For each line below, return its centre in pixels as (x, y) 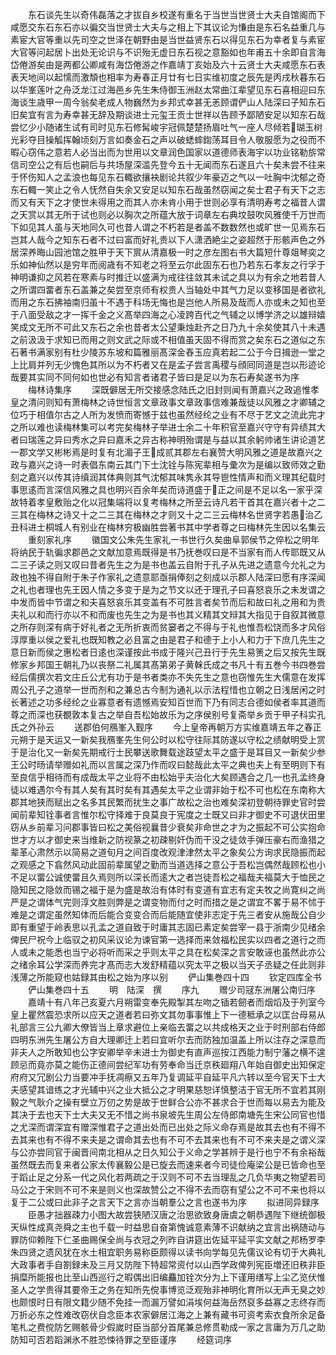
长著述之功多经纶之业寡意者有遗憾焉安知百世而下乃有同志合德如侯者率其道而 (168, 702)
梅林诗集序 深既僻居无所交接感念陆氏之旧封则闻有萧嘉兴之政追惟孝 (173, 389)
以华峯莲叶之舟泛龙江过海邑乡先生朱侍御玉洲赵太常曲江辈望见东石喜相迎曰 (163, 89)
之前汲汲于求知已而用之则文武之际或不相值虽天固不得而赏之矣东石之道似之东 (168, 339)
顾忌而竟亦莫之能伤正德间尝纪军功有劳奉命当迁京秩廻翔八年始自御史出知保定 (168, 1064)
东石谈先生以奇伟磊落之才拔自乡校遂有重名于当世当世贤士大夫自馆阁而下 (176, 14)
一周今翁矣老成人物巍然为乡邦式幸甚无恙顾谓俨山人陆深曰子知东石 (189, 102)
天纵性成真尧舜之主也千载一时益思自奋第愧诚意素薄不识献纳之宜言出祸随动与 (168, 1227)
